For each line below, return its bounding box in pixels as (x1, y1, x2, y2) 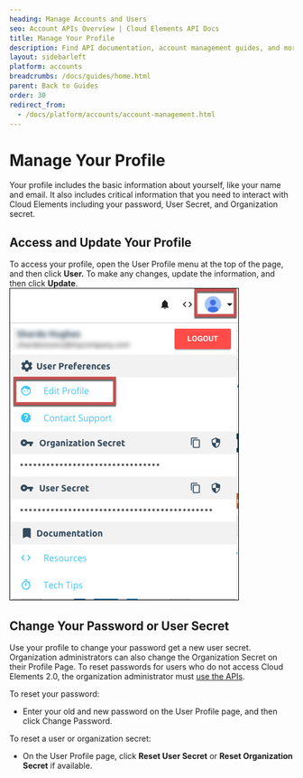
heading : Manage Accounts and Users (9, 14, 147, 23)
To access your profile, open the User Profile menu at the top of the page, (9, 258, 284, 270)
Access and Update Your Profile (9, 235, 192, 250)
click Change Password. (22, 715, 113, 726)
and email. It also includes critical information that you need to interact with (9, 190, 289, 201)
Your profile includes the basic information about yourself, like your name (9, 180, 281, 191)
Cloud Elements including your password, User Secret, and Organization (9, 199, 279, 210)
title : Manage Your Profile (9, 33, 115, 42)
